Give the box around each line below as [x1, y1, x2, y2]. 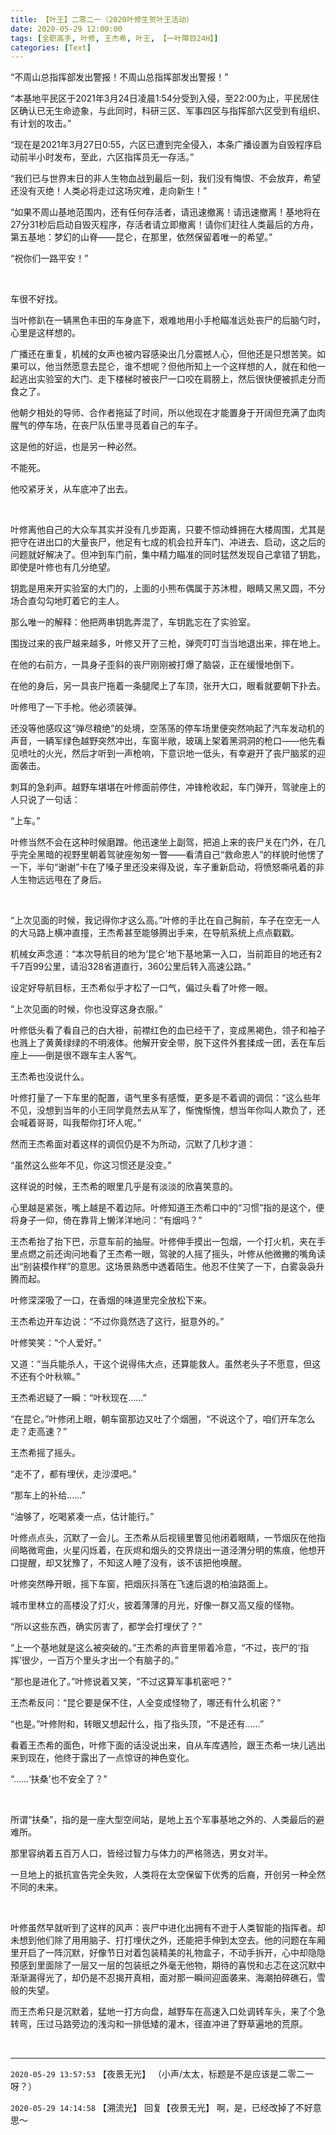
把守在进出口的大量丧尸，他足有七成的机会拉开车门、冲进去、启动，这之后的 [10, 536, 326, 548]
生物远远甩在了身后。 [18, 874, 107, 886]
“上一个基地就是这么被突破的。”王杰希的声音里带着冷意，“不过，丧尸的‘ [10, 1642, 301, 1654]
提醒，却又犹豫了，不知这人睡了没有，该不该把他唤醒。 [18, 1557, 247, 1569]
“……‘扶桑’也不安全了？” [10, 1773, 108, 1785]
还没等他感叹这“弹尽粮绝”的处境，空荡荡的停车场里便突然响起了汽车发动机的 [10, 722, 325, 735]
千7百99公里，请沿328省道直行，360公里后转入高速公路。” [10, 961, 252, 973]
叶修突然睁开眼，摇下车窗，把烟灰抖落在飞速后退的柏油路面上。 [10, 1578, 273, 1590]
